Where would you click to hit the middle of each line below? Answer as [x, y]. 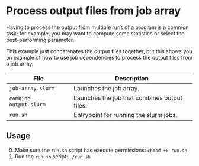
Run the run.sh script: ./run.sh [52, 156]
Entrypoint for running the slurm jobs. [126, 115]
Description [132, 78]
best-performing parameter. [40, 40]
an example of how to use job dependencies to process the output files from [99, 57]
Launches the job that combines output [128, 97]
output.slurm [28, 104]
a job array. [20, 64]
